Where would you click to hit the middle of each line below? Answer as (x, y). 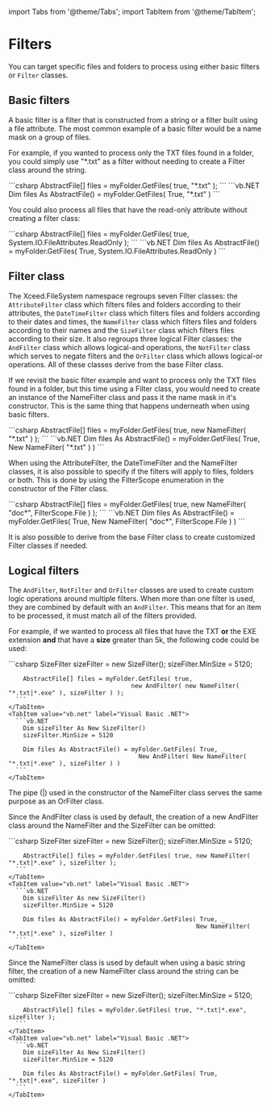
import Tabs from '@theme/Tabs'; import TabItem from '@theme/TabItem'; (132, 12)
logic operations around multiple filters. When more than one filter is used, (132, 599)
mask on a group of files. (50, 137)
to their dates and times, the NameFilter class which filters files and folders (133, 321)
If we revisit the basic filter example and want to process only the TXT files (132, 380)
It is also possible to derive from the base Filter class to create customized (132, 536)
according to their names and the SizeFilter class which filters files (121, 330)
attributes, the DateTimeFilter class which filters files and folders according (134, 313)
